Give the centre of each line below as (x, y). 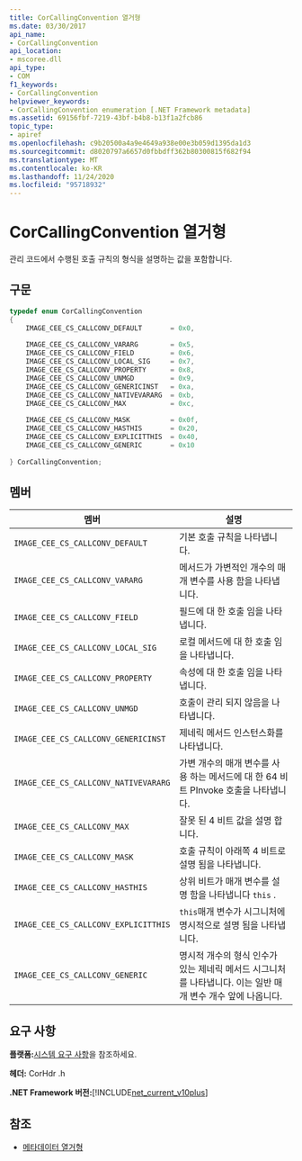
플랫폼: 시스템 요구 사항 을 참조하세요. (73, 1055)
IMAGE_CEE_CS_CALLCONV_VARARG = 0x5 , (110, 345)
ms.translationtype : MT (54, 160)
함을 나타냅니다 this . (233, 895)
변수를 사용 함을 (222, 581)
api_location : (36, 51)
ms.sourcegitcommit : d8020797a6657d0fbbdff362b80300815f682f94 (130, 151)
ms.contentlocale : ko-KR (56, 168)
